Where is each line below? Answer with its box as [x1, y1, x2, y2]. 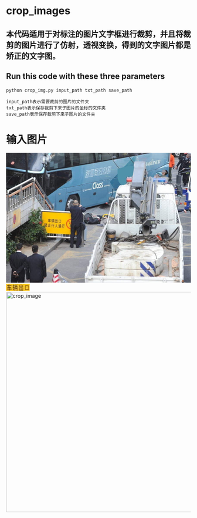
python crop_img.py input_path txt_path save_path [6, 88, 133, 93]
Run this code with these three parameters [6, 71, 165, 81]
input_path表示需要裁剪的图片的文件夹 [6, 99, 90, 105]
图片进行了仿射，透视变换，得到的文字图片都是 [21, 40, 191, 50]
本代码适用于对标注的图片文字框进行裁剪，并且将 [6, 29, 184, 39]
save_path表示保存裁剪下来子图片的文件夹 [6, 112, 96, 117]
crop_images [6, 4, 71, 18]
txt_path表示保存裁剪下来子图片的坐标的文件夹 [6, 105, 106, 111]
